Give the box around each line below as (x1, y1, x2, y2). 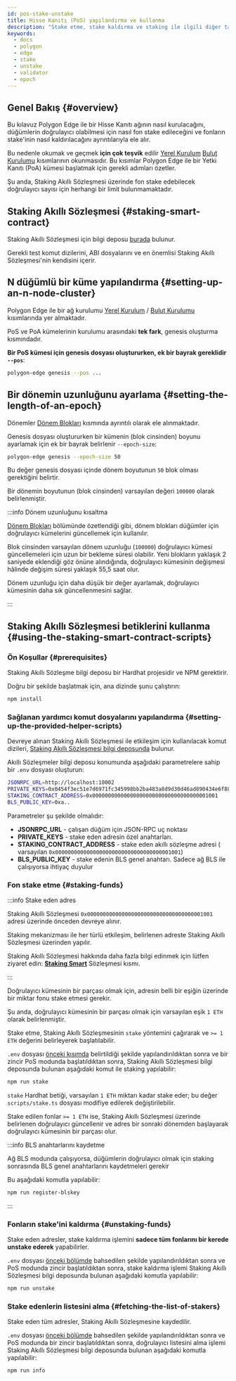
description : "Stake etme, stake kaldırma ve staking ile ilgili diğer (7, 23, 221, 30)
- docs (13, 37, 33, 44)
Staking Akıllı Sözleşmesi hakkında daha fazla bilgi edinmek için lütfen (7, 952, 209, 961)
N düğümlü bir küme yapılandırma (7, 276, 159, 288)
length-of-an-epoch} (7, 400, 102, 412)
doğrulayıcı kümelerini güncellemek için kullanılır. (7, 529, 149, 538)
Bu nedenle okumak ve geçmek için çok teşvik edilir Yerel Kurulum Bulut (7, 149, 218, 158)
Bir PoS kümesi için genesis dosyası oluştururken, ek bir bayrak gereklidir (7, 348, 227, 357)
